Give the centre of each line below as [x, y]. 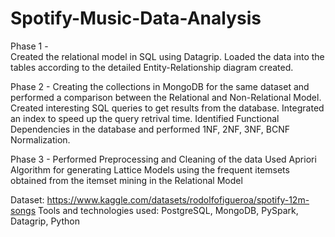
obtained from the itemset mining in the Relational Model [126, 180]
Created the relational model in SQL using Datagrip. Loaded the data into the [167, 56]
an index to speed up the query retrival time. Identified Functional [145, 118]
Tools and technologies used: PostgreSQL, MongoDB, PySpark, [168, 210]
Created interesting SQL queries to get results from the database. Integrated [167, 108]
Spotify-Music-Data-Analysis [136, 18]
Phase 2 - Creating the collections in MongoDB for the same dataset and [160, 86]
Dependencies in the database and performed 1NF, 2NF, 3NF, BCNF [150, 129]
